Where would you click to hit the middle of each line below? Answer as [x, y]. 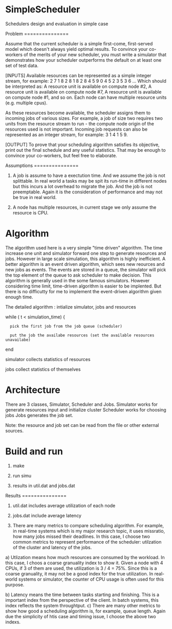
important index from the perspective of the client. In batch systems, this [82, 600]
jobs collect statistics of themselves [43, 369]
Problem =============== [37, 33]
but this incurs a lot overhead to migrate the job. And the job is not [82, 186]
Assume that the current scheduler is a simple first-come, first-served [79, 43]
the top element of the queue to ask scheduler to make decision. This [79, 275]
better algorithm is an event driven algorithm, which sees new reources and [85, 264]
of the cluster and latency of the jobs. [52, 547]
